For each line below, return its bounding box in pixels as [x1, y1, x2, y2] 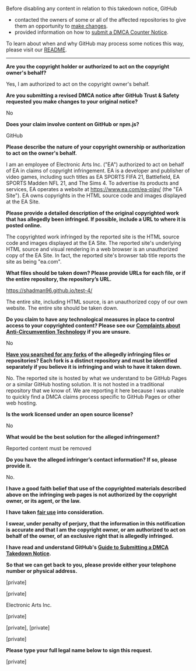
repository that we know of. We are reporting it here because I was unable [6, 387, 184, 394]
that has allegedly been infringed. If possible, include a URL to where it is [6, 216, 186, 223]
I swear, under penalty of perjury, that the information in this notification [6, 520, 185, 527]
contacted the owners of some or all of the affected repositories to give [14, 16, 187, 23]
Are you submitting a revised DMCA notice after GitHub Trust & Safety [6, 92, 180, 99]
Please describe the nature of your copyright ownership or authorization [6, 143, 185, 150]
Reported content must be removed [6, 445, 92, 452]
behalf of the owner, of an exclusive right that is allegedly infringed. [6, 532, 174, 539]
